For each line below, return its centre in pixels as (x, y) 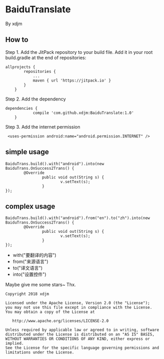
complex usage (30, 206)
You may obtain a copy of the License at (50, 312)
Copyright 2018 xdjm (27, 294)
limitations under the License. (40, 352)
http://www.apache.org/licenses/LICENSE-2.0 (60, 321)
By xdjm (14, 24)
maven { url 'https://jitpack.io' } (72, 81)
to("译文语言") (27, 268)
